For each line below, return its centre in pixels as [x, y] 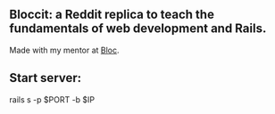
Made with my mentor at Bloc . [64, 50]
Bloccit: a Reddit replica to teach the [112, 15]
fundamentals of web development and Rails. [138, 29]
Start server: [46, 78]
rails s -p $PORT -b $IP [52, 99]
